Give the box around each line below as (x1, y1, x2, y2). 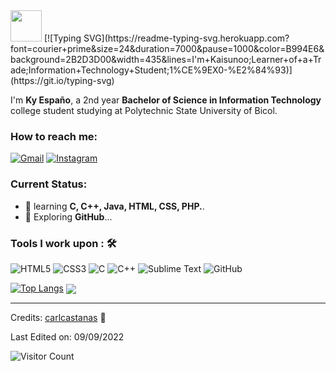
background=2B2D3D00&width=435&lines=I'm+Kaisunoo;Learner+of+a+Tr (10, 54, 322, 65)
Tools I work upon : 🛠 (10, 236, 117, 250)
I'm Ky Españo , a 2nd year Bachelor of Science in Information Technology (10, 94, 322, 106)
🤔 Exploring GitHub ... (24, 210, 113, 223)
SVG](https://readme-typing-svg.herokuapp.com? (83, 32, 290, 44)
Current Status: (10, 177, 88, 191)
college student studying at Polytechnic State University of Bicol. (10, 105, 278, 116)
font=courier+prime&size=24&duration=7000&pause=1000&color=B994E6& (10, 43, 325, 54)
